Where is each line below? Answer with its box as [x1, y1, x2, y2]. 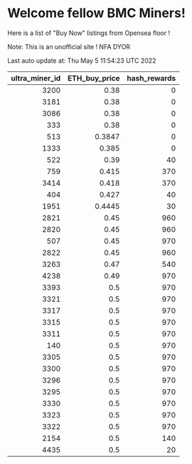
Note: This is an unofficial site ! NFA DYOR [7, 42, 130, 51]
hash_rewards [127, 73, 176, 83]
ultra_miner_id [11, 73, 61, 83]
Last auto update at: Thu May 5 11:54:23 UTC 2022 [7, 56, 156, 65]
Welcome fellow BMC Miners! [7, 5, 186, 21]
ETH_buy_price [67, 73, 120, 83]
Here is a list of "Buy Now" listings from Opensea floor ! [7, 29, 171, 37]
